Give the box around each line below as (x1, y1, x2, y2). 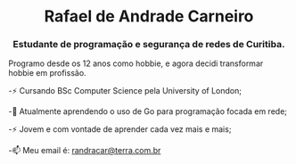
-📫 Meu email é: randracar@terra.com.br (8, 145, 161, 156)
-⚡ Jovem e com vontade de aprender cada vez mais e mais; (8, 124, 232, 135)
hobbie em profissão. (8, 68, 86, 78)
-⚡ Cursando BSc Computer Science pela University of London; (8, 86, 243, 96)
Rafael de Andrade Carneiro (44, 6, 254, 27)
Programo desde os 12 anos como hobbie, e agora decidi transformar (8, 58, 264, 69)
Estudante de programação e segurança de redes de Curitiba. (12, 38, 285, 51)
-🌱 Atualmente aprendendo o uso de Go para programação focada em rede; (8, 106, 287, 117)
